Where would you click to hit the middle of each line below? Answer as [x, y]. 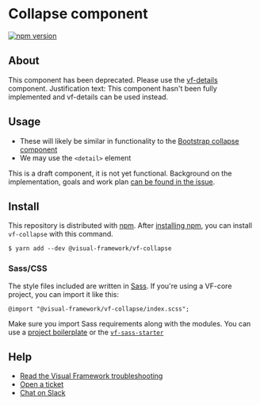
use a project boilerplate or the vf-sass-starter [86, 332]
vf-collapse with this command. [61, 234]
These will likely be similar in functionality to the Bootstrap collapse [129, 141]
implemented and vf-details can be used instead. [88, 97]
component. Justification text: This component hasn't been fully [113, 88]
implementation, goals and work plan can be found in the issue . [112, 181]
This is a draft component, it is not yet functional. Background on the [120, 173]
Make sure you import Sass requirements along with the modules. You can [130, 323]
